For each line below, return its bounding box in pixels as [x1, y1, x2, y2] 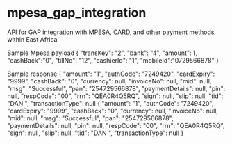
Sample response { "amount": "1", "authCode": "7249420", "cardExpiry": [7, 70, 215, 78]
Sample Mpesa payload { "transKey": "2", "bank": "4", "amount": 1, [7, 49, 198, 57]
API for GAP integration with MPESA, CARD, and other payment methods [7, 28, 215, 36]
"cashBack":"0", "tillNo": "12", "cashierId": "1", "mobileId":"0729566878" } [7, 56, 219, 64]
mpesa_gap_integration [7, 5, 147, 21]
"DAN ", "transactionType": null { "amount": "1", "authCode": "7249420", [7, 99, 214, 107]
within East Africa [7, 35, 58, 43]
